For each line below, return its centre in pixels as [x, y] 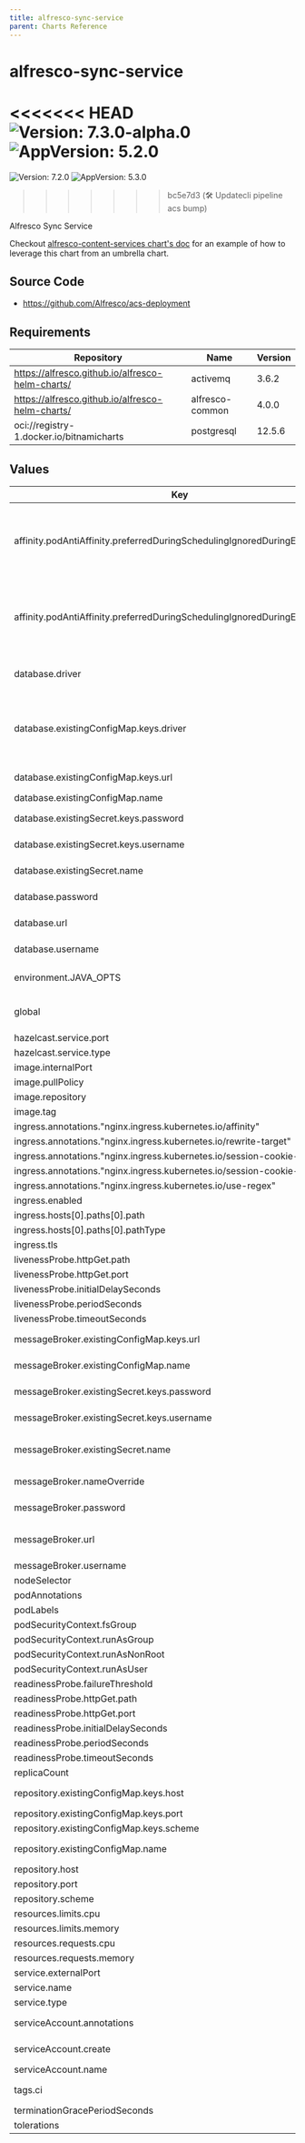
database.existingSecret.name [79, 871]
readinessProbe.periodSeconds [82, 1744]
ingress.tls [36, 1245]
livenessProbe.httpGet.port [71, 1275]
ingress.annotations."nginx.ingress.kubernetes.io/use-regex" [145, 1186]
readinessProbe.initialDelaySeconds [91, 1728]
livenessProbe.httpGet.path [72, 1259]
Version [274, 358]
